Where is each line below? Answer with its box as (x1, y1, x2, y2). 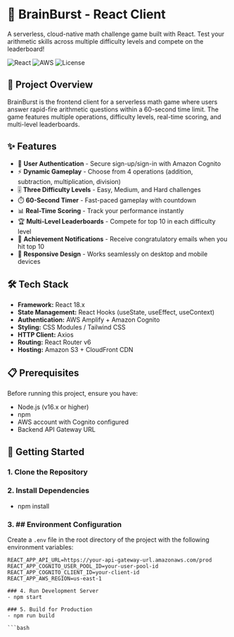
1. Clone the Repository (7, 467, 88, 477)
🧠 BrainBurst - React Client (7, 6, 167, 23)
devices (17, 257, 41, 265)
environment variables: (7, 543, 74, 552)
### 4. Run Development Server (7, 588, 99, 595)
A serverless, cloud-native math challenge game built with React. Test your (7, 30, 225, 38)
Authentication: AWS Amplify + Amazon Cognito (17, 315, 160, 324)
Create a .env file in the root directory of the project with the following (7, 535, 209, 544)
